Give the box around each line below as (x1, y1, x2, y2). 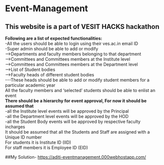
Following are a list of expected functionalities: (5, 35, 102, 41)
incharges (5, 124, 25, 130)
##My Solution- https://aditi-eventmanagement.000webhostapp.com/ (5, 154, 146, 160)
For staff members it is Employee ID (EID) (5, 145, 88, 150)
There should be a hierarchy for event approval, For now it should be (5, 98, 147, 103)
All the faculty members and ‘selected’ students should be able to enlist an (5, 88, 156, 93)
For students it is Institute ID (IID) (5, 140, 71, 145)
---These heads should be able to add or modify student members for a (5, 77, 150, 83)
